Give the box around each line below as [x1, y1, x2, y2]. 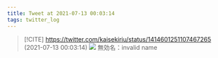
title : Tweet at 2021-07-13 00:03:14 [7, 10, 115, 17]
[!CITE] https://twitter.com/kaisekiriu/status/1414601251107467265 [23, 35, 211, 43]
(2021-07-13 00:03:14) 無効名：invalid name [23, 43, 158, 51]
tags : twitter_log [7, 16, 60, 23]
